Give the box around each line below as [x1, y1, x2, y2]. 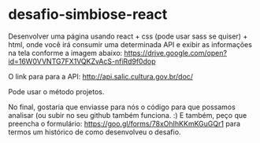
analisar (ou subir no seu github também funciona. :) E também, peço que [8, 110, 247, 119]
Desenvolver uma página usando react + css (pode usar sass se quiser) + [8, 31, 248, 41]
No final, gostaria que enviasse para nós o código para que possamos [8, 102, 236, 112]
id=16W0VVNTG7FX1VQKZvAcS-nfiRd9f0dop [8, 57, 156, 66]
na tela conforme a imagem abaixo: [8, 48, 123, 57]
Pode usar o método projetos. [8, 86, 105, 96]
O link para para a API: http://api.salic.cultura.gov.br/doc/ [8, 71, 194, 81]
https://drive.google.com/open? [124, 48, 227, 57]
